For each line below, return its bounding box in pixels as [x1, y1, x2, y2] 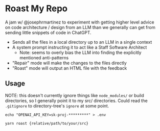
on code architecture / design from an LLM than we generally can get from [5, 24, 156, 30]
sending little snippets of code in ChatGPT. [5, 29, 91, 35]
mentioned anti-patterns [19, 54, 69, 60]
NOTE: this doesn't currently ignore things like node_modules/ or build [5, 92, 144, 98]
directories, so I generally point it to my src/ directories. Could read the [5, 98, 148, 104]
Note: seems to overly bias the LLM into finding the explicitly [19, 50, 142, 55]
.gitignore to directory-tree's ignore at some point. [5, 103, 109, 108]
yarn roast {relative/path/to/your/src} [5, 121, 89, 126]
